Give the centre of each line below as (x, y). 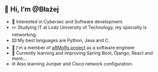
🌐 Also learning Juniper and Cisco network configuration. (72, 63)
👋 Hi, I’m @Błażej (32, 9)
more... (19, 58)
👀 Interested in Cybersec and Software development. (67, 21)
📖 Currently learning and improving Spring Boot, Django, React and (82, 53)
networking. (24, 34)
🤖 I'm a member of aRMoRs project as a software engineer (73, 47)
